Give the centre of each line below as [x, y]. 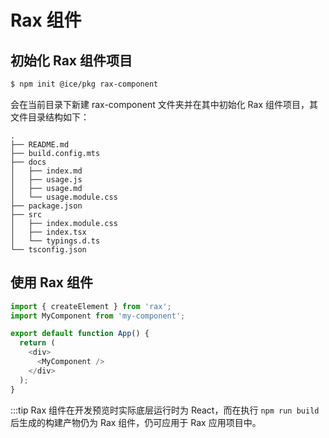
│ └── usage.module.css [64, 197]
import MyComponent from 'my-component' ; [98, 316]
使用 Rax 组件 [52, 282]
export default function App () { [80, 334]
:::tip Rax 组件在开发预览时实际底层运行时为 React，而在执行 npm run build [165, 410]
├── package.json [46, 206]
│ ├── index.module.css [64, 223]
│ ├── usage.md [46, 188]
